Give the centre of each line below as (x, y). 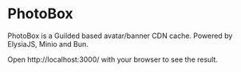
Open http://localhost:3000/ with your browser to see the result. (113, 59)
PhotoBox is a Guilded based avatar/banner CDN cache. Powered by (120, 36)
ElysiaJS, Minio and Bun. (48, 44)
